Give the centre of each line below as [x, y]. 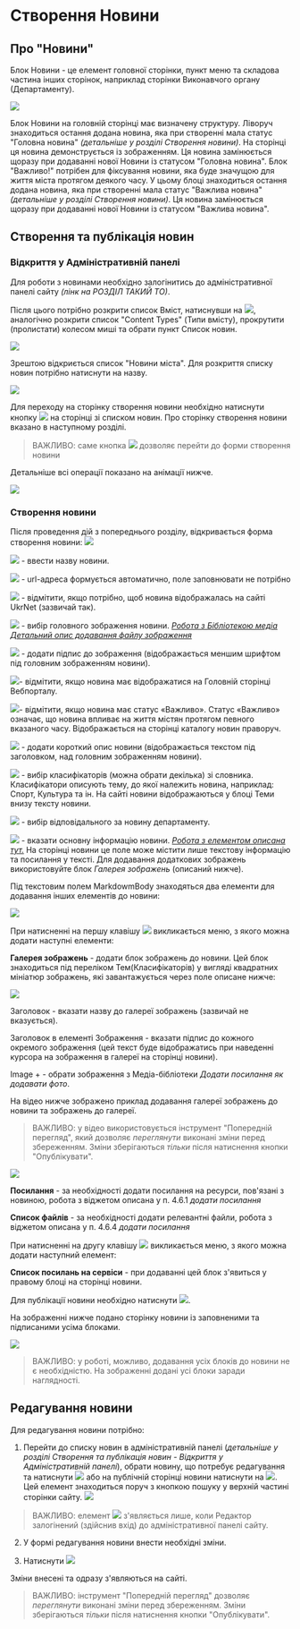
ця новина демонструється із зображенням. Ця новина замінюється [141, 152]
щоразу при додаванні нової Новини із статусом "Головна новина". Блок [149, 161]
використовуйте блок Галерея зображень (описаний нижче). [127, 868]
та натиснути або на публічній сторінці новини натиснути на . [150, 1477]
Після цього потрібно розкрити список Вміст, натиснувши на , [133, 310]
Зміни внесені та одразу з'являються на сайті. [99, 1578]
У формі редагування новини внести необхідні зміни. [125, 1542]
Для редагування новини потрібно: [78, 1429]
